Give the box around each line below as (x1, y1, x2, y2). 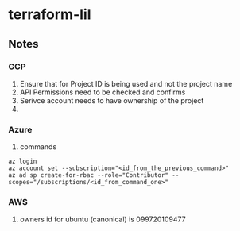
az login (8, 157, 37, 166)
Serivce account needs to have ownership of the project (19, 95, 204, 105)
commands (19, 142, 57, 152)
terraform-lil (8, 6, 91, 24)
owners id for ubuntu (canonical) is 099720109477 (19, 214, 186, 224)
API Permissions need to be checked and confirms (19, 87, 186, 97)
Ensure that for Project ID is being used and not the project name (19, 79, 233, 88)
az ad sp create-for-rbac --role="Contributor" (8, 171, 169, 179)
